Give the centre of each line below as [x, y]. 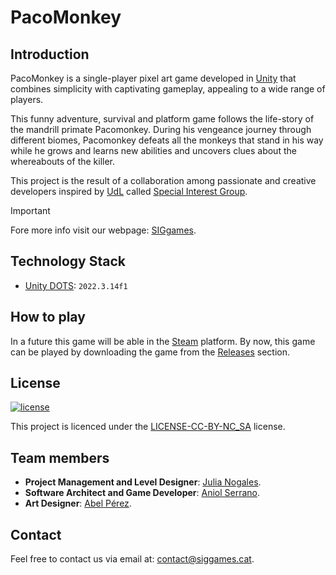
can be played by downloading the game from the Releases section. [150, 352]
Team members [60, 457]
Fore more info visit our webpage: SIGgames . [103, 230]
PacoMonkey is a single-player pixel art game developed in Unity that [153, 78]
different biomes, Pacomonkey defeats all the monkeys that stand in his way [167, 140]
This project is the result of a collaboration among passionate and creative [163, 180]
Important [30, 210]
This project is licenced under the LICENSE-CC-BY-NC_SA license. [148, 427]
